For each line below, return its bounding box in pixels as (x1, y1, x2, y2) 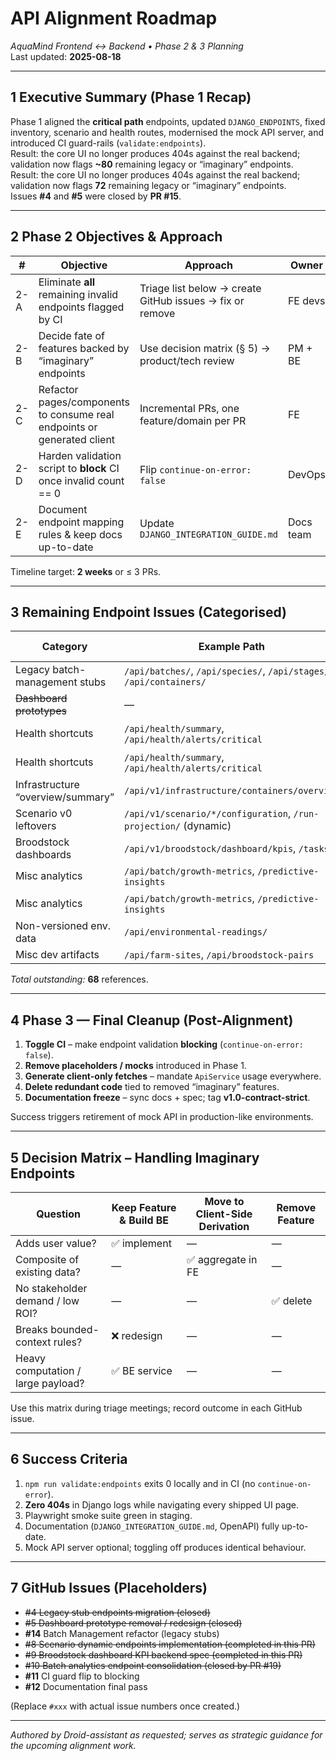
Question (36, 1207, 81, 1221)
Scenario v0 (15, 807, 73, 821)
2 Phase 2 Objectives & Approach (10, 228, 223, 246)
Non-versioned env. (15, 919, 112, 933)
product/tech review (139, 353, 235, 367)
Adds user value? (15, 1237, 97, 1250)
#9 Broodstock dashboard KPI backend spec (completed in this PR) (24, 1648, 303, 1661)
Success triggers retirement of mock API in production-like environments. (10, 1111, 314, 1123)
